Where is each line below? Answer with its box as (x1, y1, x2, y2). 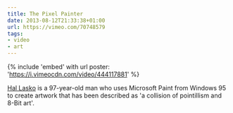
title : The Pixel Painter (7, 10, 83, 18)
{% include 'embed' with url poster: (7, 63, 111, 71)
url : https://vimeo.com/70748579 (7, 23, 106, 30)
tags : (7, 30, 23, 37)
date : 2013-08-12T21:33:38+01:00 (7, 17, 106, 24)
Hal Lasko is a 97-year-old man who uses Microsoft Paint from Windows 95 (7, 84, 227, 92)
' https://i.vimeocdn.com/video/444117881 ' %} (7, 70, 140, 78)
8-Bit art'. (7, 99, 35, 107)
